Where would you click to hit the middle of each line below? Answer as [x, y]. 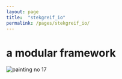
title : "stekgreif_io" [36, 17]
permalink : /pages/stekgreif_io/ [48, 23]
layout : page [23, 12]
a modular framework [61, 53]
